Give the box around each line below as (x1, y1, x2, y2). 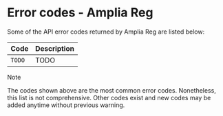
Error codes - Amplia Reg (7, 5, 153, 21)
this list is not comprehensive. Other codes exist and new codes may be (7, 93, 211, 102)
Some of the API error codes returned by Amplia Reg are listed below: (7, 27, 205, 36)
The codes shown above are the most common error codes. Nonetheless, (7, 86, 217, 94)
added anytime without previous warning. (7, 101, 125, 109)
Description (35, 43, 74, 53)
